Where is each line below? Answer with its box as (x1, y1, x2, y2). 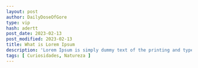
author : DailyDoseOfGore (6, 14, 67, 20)
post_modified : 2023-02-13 (6, 36, 72, 42)
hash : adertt (6, 25, 38, 31)
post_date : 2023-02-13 (6, 31, 62, 37)
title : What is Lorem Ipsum (6, 42, 75, 48)
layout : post (6, 8, 38, 15)
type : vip (6, 20, 31, 25)
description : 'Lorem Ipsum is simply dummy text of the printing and (6, 47, 181, 53)
